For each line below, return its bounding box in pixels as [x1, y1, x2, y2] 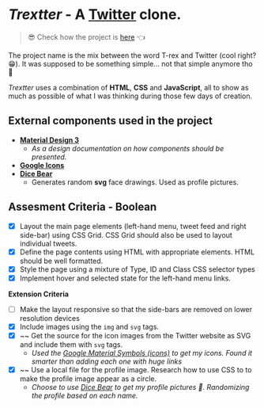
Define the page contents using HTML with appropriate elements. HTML [19, 247, 255, 257]
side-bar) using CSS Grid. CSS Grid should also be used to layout [19, 230, 233, 239]
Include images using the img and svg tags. [19, 322, 160, 331]
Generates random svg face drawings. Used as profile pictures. [31, 177, 239, 187]
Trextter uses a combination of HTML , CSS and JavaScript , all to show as [8, 82, 249, 92]
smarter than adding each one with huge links [31, 357, 183, 366]
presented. [31, 152, 67, 162]
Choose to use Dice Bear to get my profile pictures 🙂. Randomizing [31, 383, 250, 392]
